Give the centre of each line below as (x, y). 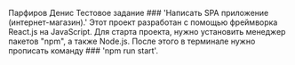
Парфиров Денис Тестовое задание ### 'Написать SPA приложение (139, 13)
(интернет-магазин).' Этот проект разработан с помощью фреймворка (143, 22)
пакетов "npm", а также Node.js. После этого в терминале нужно (132, 41)
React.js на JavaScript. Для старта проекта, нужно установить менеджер (147, 32)
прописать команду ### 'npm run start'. (84, 51)
